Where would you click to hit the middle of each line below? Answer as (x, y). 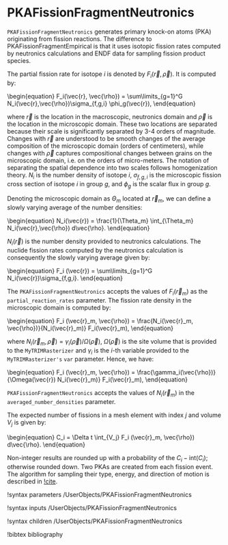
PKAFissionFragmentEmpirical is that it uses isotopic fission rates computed (114, 46)
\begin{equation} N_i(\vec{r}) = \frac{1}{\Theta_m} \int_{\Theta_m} (100, 221)
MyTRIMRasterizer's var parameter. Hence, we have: (81, 359)
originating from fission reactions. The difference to (80, 38)
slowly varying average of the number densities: (75, 207)
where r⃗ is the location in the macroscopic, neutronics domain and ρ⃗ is (110, 116)
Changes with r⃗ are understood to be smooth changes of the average (106, 138)
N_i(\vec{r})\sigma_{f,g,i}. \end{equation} (65, 278)
